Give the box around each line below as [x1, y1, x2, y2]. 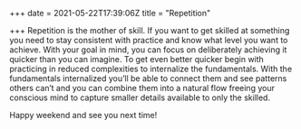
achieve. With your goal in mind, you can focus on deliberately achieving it [9, 44, 287, 55]
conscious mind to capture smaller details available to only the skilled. [9, 92, 270, 103]
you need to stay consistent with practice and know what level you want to [9, 35, 288, 45]
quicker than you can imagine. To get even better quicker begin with [9, 54, 265, 64]
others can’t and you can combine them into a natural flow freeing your [9, 83, 275, 93]
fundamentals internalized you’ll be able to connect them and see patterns [9, 73, 287, 84]
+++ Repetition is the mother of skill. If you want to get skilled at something [9, 25, 290, 35]
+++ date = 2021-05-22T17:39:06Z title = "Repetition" [9, 8, 211, 18]
